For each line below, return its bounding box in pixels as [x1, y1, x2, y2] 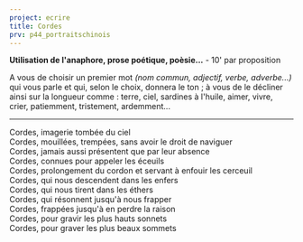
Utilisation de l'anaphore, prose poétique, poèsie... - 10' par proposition [9, 55, 281, 66]
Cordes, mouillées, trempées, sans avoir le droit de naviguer [9, 136, 233, 147]
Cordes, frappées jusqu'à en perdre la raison [9, 204, 176, 215]
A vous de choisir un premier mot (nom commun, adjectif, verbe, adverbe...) [9, 72, 292, 83]
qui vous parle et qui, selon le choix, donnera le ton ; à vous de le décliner [9, 82, 284, 93]
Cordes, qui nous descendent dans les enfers [9, 175, 179, 186]
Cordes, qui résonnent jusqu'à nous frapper [9, 194, 172, 205]
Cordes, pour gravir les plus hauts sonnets [9, 213, 168, 224]
